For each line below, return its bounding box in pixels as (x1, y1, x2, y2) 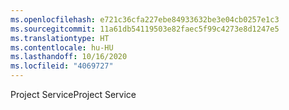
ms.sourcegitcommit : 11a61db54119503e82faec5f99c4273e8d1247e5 (10, 24, 280, 34)
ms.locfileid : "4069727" (10, 61, 114, 71)
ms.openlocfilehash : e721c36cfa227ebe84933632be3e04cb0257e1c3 (10, 14, 280, 25)
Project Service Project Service (10, 89, 137, 100)
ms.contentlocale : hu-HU (10, 42, 114, 53)
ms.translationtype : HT (10, 33, 110, 43)
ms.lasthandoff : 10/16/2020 (10, 52, 128, 62)
